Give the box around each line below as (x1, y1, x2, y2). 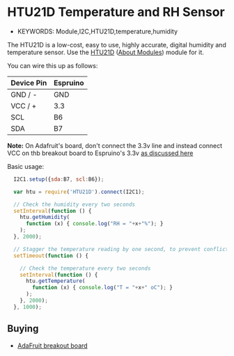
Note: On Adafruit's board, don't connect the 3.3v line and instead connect (7, 141, 223, 149)
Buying (7, 323, 39, 334)
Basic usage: (7, 162, 45, 170)
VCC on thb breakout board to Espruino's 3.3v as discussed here (7, 149, 194, 157)
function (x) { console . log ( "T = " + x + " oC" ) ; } (32, 284, 173, 291)
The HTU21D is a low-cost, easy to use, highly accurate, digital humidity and (7, 40, 226, 49)
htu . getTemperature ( (25, 277, 86, 285)
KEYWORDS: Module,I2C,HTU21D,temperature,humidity (17, 27, 178, 35)
